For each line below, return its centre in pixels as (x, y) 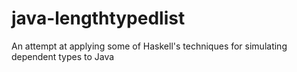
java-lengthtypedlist (98, 18)
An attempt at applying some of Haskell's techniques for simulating (149, 46)
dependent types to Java (63, 56)
